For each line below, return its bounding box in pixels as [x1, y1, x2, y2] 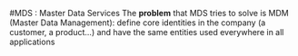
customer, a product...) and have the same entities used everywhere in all [9, 27, 284, 37]
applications [9, 36, 55, 47]
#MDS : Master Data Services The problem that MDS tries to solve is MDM [9, 8, 289, 18]
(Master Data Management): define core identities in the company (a [9, 17, 266, 28]
